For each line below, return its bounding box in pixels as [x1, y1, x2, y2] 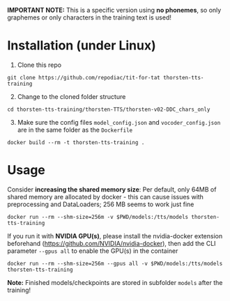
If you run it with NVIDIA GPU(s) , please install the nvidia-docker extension [7, 231, 223, 240]
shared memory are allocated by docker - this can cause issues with [7, 192, 204, 201]
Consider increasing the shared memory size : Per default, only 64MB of [7, 185, 217, 194]
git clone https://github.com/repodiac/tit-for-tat [7, 74, 160, 81]
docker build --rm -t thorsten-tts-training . [7, 139, 145, 146]
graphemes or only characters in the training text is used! [7, 13, 172, 22]
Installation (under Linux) [7, 38, 156, 54]
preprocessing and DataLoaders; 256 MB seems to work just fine [7, 200, 194, 208]
